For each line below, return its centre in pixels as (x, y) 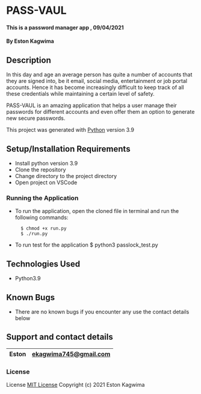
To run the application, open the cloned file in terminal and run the (97, 211)
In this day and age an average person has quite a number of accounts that (99, 75)
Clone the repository (40, 170)
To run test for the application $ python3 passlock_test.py (86, 245)
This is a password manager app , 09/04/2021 (65, 27)
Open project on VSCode (46, 182)
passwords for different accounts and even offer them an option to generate (100, 112)
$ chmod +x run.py (44, 229)
